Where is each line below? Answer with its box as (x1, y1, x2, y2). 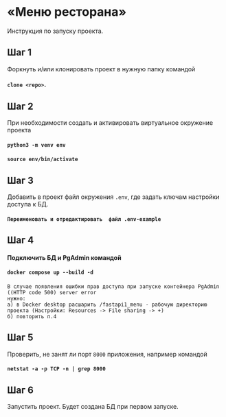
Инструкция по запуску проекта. (7, 27, 104, 35)
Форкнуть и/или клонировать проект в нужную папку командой (7, 64, 196, 73)
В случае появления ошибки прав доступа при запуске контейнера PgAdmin (7, 283, 220, 290)
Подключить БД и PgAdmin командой (7, 253, 122, 261)
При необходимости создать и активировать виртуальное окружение (7, 119, 214, 127)
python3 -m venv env (7, 141, 67, 148)
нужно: (7, 295, 26, 302)
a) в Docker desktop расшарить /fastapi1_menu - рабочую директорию (7, 301, 207, 308)
